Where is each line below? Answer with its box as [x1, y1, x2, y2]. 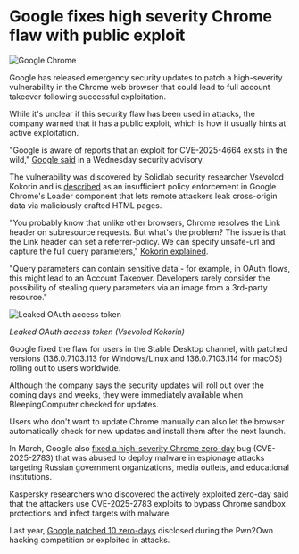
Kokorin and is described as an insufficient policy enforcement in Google [9, 180, 277, 191]
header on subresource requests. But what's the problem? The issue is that [9, 226, 287, 238]
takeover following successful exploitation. [9, 91, 167, 102]
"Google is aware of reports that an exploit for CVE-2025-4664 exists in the [9, 145, 288, 155]
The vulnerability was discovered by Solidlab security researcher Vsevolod [9, 172, 284, 182]
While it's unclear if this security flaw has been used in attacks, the [9, 108, 256, 119]
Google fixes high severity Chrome [9, 6, 272, 27]
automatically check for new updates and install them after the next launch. [9, 425, 287, 436]
